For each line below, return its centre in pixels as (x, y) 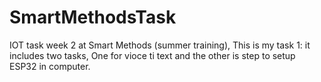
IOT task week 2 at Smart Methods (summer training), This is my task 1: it (160, 45)
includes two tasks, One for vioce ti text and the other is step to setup (152, 55)
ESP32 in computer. (50, 66)
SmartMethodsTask (93, 17)
